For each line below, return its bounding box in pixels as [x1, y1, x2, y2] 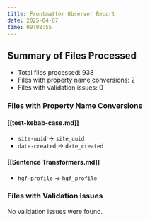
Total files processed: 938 [17, 68, 94, 77]
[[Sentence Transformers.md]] [7, 157, 100, 166]
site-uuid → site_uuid [17, 134, 85, 143]
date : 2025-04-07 [7, 17, 59, 24]
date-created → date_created [17, 142, 104, 150]
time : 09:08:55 [7, 23, 52, 30]
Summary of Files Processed [7, 49, 137, 61]
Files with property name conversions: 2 [17, 76, 136, 85]
